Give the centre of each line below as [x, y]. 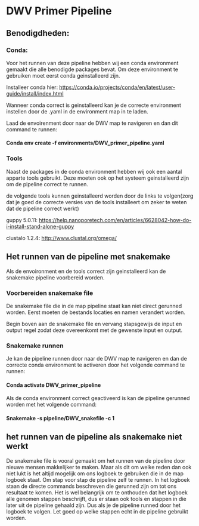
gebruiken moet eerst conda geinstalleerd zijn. [63, 75]
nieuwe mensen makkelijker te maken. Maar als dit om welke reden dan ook [99, 467]
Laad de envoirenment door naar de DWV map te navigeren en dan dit [92, 123]
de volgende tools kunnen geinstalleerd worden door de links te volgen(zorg [100, 196]
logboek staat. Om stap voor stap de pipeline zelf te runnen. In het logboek [98, 479]
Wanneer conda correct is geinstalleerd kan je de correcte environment [94, 105]
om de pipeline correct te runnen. [47, 184]
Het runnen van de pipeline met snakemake [88, 257]
